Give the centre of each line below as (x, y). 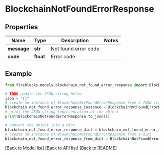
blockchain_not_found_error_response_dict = (51, 130)
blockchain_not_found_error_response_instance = (55, 107)
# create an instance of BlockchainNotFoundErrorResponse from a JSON (78, 103)
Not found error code (75, 49)
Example (19, 74)
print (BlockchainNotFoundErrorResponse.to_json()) (58, 117)
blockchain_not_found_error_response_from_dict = (57, 139)
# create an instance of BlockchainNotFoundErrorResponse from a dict (78, 134)
